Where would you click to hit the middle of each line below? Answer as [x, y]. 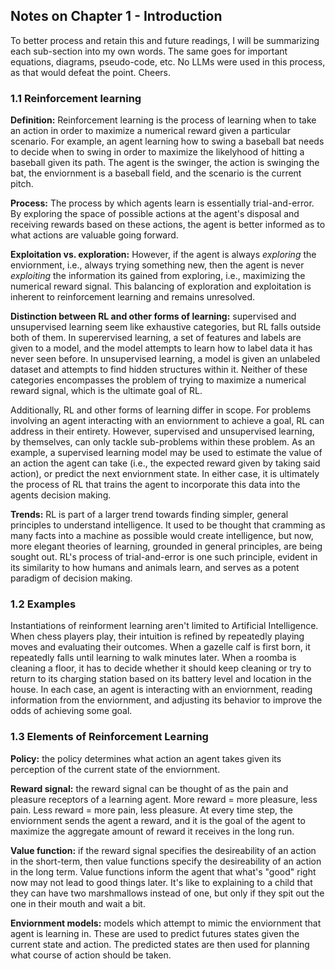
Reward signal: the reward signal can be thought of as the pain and [149, 788]
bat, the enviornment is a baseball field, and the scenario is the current [156, 173]
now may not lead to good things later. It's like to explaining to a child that [161, 882]
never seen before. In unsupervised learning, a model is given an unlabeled [165, 359]
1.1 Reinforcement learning [76, 98]
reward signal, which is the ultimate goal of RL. [106, 391]
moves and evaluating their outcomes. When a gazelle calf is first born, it [160, 647]
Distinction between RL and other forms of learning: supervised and [153, 316]
